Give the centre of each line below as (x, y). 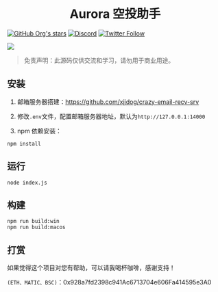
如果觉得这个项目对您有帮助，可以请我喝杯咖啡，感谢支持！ (91, 268)
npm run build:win (33, 222)
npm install (24, 144)
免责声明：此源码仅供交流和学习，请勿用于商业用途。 (99, 60)
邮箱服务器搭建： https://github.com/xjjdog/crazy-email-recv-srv (108, 102)
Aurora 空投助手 (115, 14)
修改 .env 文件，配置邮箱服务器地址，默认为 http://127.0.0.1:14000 (111, 116)
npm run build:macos (37, 227)
